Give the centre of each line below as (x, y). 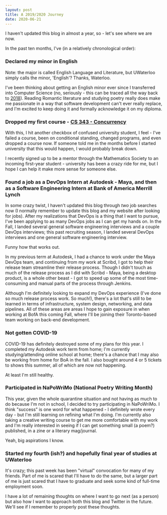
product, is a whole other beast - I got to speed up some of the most (75, 278)
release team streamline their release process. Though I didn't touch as (78, 268)
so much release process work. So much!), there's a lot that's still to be (78, 298)
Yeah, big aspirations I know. (34, 440)
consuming (17, 283)
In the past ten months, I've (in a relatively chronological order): (70, 49)
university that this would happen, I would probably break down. (71, 148)
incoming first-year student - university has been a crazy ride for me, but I (82, 163)
